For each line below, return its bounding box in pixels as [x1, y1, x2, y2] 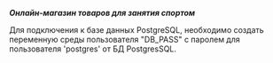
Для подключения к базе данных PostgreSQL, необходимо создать [9, 25, 264, 35]
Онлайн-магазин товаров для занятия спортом [9, 8, 196, 18]
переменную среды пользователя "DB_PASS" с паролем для [9, 35, 241, 44]
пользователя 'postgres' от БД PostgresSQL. [9, 43, 177, 54]
